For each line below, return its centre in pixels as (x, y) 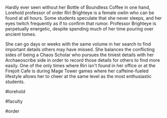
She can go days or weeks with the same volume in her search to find (78, 44)
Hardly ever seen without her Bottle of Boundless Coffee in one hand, (78, 7)
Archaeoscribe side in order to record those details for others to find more (83, 60)
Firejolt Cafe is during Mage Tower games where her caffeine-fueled (77, 71)
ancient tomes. (21, 34)
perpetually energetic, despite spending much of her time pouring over (79, 29)
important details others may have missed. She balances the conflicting (80, 49)
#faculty (14, 101)
